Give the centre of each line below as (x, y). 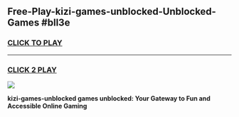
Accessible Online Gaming (47, 106)
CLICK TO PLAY (35, 43)
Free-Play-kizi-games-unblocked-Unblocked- (112, 12)
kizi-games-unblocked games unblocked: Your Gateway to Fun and (109, 98)
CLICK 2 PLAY (32, 69)
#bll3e (56, 23)
